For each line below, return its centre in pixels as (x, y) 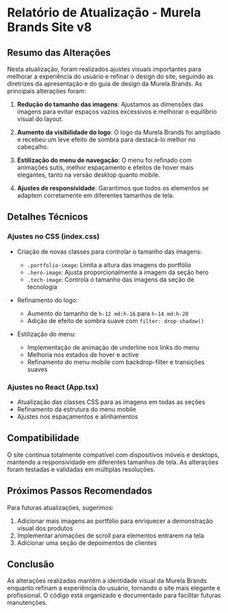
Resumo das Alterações (59, 53)
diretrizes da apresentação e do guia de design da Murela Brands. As (105, 83)
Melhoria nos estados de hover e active (83, 355)
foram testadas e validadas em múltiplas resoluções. (81, 469)
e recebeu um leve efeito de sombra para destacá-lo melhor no (106, 140)
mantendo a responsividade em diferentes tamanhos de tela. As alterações (113, 462)
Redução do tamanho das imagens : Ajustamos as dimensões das (110, 104)
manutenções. (27, 603)
